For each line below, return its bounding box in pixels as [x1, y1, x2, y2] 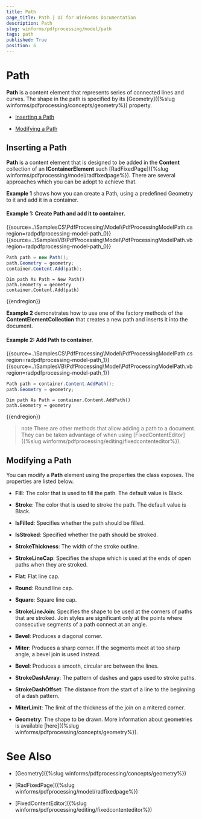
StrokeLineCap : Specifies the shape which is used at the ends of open [14, 554, 191, 562]
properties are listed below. [6, 478, 74, 485]
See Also [6, 750, 52, 763]
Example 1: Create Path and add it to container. [6, 210, 125, 217]
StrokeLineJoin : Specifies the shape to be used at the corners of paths [14, 608, 192, 615]
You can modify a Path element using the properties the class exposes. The [6, 472, 195, 479]
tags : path [6, 31, 34, 38]
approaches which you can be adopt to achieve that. [6, 178, 137, 185]
